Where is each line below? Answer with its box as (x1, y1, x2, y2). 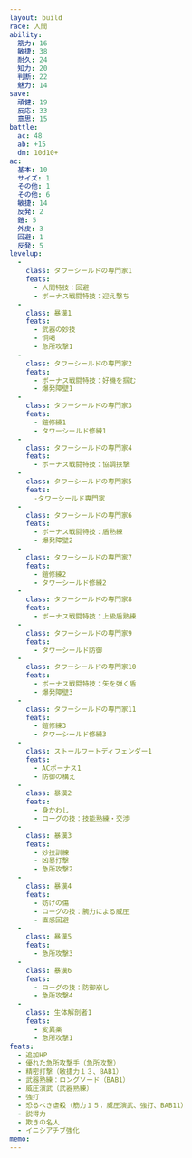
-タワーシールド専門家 (33, 493, 106, 503)
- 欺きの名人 (17, 1117, 61, 1127)
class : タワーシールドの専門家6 (25, 511, 133, 520)
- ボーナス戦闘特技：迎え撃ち (33, 291, 130, 300)
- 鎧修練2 (33, 569, 67, 579)
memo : (9, 1134, 30, 1143)
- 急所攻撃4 (33, 991, 74, 1000)
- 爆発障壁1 (33, 384, 74, 394)
